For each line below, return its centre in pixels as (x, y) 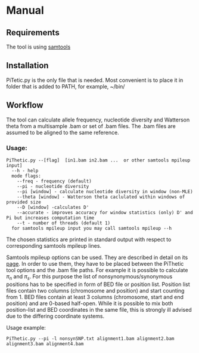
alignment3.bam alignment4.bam (45, 344)
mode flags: (27, 176)
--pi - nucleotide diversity (53, 186)
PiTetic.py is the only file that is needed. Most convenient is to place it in (95, 80)
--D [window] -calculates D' (53, 207)
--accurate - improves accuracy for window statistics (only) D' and (105, 212)
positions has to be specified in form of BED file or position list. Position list (98, 284)
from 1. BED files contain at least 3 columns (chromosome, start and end (95, 297)
